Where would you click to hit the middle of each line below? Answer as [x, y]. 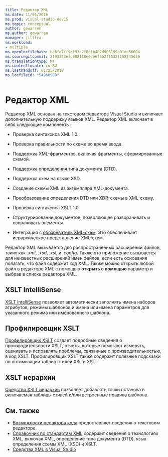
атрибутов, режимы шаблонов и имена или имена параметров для [77, 307]
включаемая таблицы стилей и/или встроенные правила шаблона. [77, 395]
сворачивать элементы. [38, 222]
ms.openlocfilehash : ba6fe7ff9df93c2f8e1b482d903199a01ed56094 [73, 52]
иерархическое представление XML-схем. [58, 238]
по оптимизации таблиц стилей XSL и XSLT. [52, 362]
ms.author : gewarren [27, 33]
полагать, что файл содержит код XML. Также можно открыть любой [79, 263]
